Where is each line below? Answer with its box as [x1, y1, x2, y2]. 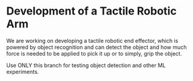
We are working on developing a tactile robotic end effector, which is [6, 37, 178, 44]
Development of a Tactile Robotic [6, 4, 177, 18]
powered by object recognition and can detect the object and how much [6, 44, 187, 51]
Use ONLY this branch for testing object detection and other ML [6, 62, 166, 69]
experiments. [6, 68, 39, 75]
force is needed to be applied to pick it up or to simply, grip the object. [6, 50, 182, 57]
